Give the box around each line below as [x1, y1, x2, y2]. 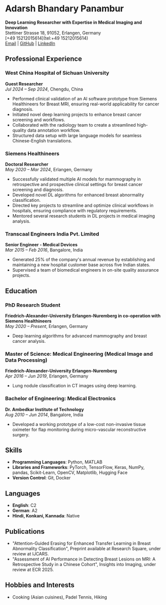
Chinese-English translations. [12, 138, 73, 143]
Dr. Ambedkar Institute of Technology [5, 406, 84, 412]
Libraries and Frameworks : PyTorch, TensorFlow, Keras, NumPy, [12, 465, 145, 470]
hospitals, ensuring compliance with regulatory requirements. [12, 207, 137, 213]
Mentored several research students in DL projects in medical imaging [12, 213, 155, 219]
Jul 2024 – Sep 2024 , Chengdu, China [5, 86, 83, 92]
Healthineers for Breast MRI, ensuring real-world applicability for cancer [12, 101, 160, 107]
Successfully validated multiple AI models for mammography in [12, 176, 141, 182]
